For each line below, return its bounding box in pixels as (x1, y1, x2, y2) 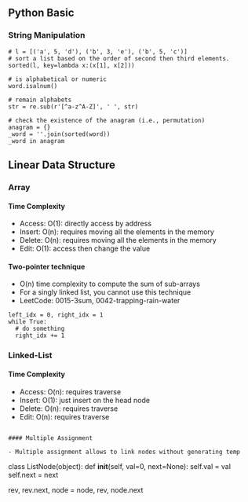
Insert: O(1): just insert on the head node (19, 395, 151, 405)
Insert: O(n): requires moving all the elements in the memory (19, 227, 214, 236)
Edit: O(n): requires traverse (19, 412, 110, 421)
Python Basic (8, 6, 75, 20)
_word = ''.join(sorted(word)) (8, 130, 111, 138)
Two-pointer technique (8, 262, 86, 271)
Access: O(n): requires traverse (19, 387, 122, 396)
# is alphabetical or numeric (8, 75, 108, 83)
